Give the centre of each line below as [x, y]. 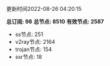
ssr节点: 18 [28, 57]
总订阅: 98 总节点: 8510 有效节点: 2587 [55, 22]
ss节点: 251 [29, 34]
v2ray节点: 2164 [35, 42]
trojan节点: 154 [34, 49]
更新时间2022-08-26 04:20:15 [44, 9]
